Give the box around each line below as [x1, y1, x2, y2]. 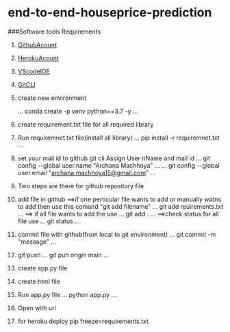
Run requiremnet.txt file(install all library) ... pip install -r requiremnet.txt [17, 133, 220, 142]
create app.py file [17, 264, 68, 272]
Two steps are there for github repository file [17, 181, 144, 190]
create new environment [17, 94, 87, 102]
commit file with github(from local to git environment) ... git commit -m [17, 230, 216, 238]
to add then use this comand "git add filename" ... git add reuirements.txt [17, 202, 224, 210]
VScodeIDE [17, 67, 50, 75]
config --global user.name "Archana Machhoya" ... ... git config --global [17, 161, 220, 169]
